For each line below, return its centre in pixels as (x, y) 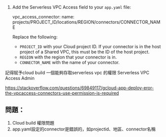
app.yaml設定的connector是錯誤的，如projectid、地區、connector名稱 (84, 129)
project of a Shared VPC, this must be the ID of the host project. (84, 52)
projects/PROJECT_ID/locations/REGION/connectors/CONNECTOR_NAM (86, 22)
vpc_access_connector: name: (43, 17)
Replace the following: (35, 37)
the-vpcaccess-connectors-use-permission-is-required (62, 93)
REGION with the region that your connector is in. (68, 57)
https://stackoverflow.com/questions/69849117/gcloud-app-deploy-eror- (80, 88)
